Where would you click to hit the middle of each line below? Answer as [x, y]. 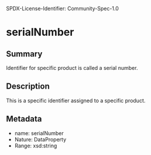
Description [28, 87]
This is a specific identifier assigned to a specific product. [76, 100]
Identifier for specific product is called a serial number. [72, 68]
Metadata [24, 119]
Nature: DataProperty [40, 139]
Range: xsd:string [36, 146]
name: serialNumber [39, 133]
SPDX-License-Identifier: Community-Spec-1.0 [62, 9]
